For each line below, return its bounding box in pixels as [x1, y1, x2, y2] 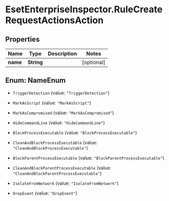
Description [48, 50, 77, 57]
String [27, 59, 43, 66]
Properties [5, 35, 40, 44]
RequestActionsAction [5, 14, 104, 26]
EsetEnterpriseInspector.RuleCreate [5, 4, 163, 15]
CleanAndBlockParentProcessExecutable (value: [12, 165, 112, 171]
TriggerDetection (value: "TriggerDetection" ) [12, 90, 110, 96]
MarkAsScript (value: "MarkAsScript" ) [12, 99, 91, 106]
